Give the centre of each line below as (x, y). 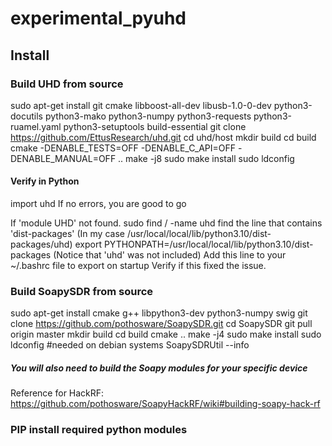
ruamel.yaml (36, 126)
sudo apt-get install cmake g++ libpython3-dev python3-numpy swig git (159, 313)
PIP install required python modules (99, 430)
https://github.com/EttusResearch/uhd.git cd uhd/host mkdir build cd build (163, 137)
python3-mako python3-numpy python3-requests (148, 116)
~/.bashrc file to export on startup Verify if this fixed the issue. (138, 266)
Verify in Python (45, 181)
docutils (26, 116)
